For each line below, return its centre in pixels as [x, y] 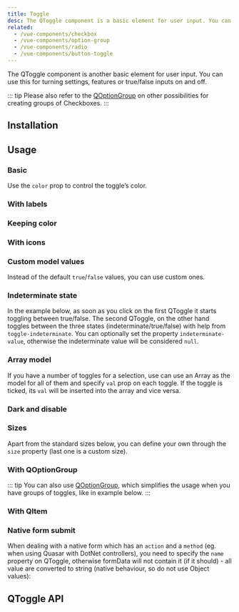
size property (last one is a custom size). [68, 451]
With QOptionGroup [42, 469]
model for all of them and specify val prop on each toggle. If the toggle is [115, 383]
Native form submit [42, 530]
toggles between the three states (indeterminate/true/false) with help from [117, 326]
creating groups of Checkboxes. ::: [58, 103]
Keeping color [32, 223]
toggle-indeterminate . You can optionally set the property [93, 334]
